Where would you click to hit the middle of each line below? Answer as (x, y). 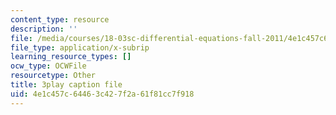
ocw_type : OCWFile (48, 66)
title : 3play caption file (66, 85)
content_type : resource (60, 19)
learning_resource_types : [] (71, 57)
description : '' (44, 29)
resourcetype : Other (53, 76)
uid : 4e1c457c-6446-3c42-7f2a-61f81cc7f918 (102, 94)
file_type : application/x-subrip (80, 47)
